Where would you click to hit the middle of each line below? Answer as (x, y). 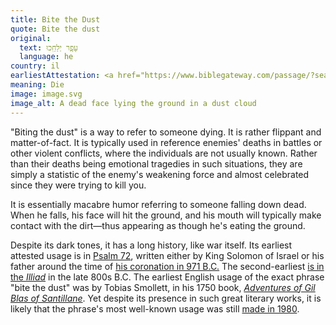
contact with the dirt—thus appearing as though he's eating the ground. (158, 225)
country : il (35, 66)
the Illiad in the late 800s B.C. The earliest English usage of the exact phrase (167, 277)
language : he (46, 57)
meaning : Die (37, 85)
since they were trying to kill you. (78, 185)
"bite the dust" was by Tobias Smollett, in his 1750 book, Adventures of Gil (163, 287)
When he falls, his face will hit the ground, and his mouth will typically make (166, 215)
